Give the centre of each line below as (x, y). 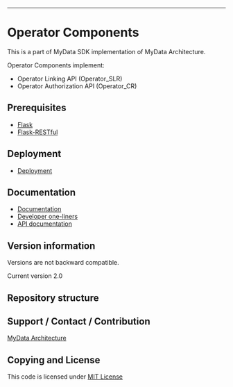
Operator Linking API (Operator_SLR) (70, 79)
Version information (51, 246)
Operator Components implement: (56, 65)
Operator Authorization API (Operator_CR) (77, 86)
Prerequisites (37, 108)
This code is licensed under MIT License (65, 377)
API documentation (45, 224)
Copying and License (54, 360)
